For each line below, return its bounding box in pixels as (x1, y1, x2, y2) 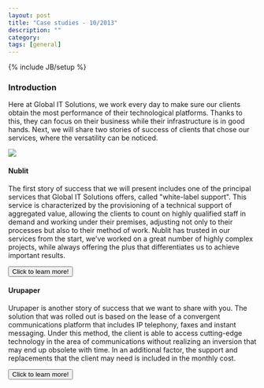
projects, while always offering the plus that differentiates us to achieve (8, 242, 240, 252)
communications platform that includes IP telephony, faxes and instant (8, 320, 236, 329)
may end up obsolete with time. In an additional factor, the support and (8, 345, 238, 354)
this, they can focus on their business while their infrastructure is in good (8, 116, 246, 126)
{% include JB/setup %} (8, 62, 87, 72)
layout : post (8, 11, 51, 20)
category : (8, 33, 41, 42)
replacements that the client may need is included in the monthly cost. (8, 353, 236, 363)
